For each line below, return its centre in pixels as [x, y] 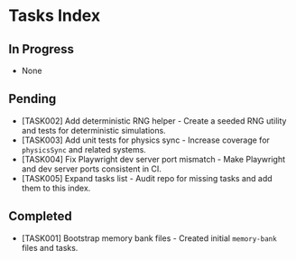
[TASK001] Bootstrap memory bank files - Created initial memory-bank [149, 238]
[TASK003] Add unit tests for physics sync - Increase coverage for [145, 140]
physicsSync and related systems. [83, 149]
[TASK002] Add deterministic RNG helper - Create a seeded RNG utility [154, 121]
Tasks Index [55, 16]
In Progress [41, 49]
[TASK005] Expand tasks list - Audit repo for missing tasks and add [147, 178]
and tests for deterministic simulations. [93, 130]
